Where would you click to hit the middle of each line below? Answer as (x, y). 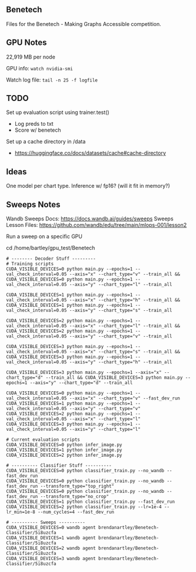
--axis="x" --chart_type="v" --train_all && (125, 274)
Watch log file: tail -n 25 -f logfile (52, 80)
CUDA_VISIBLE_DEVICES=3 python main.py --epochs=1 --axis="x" (84, 373)
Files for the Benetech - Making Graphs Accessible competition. (84, 24)
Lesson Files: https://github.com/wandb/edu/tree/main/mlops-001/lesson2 (97, 225)
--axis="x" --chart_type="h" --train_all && (125, 300)
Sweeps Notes (33, 204)
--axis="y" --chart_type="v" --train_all (121, 336)
